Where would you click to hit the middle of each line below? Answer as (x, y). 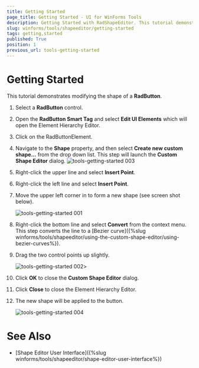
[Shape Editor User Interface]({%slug (61, 353)
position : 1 (21, 45)
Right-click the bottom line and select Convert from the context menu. (101, 224)
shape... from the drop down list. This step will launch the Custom (96, 154)
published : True (27, 39)
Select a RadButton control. (49, 107)
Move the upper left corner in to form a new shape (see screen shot (98, 195)
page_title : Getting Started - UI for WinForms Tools (74, 17)
